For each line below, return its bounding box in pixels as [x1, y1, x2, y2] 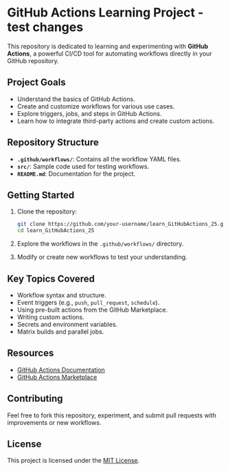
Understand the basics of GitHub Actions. [16, 95, 135, 103]
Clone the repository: [16, 207, 78, 216]
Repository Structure [7, 137, 100, 148]
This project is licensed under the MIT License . [7, 457, 140, 465]
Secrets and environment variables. [16, 320, 118, 328]
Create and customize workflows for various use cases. [16, 102, 175, 111]
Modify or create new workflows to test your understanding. [16, 253, 187, 262]
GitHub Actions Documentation [16, 365, 105, 374]
